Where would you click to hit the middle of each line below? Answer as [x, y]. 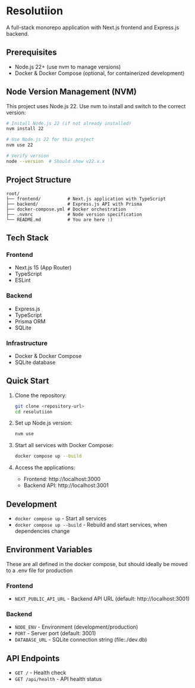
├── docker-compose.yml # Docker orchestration [66, 209]
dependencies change [42, 531]
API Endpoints [33, 658]
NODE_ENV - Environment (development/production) [76, 627]
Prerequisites [32, 53]
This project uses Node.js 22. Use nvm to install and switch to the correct [96, 106]
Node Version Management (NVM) [71, 92]
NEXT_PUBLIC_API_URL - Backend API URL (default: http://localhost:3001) [102, 599]
